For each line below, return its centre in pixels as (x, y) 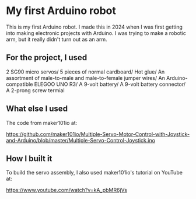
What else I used (37, 109)
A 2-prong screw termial (36, 90)
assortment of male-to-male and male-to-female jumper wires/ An (85, 78)
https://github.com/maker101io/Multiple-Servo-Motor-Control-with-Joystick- (98, 134)
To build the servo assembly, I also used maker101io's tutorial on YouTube (94, 173)
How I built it (29, 158)
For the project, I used (47, 57)
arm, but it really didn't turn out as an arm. (57, 39)
